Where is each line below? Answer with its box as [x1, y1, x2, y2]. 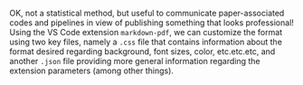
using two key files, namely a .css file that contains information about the [9, 36, 283, 47]
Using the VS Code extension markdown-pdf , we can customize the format [9, 27, 283, 37]
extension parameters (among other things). [9, 65, 175, 76]
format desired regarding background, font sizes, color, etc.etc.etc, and [9, 46, 276, 57]
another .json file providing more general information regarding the [9, 56, 260, 66]
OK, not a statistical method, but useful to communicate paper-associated [9, 8, 285, 18]
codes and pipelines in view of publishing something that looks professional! [9, 17, 294, 28]
